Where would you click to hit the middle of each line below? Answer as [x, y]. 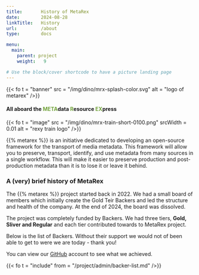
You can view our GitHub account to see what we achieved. [80, 254]
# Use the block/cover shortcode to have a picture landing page [89, 72]
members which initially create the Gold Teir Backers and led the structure [97, 200]
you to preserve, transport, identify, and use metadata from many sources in [100, 153]
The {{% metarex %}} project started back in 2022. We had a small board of [99, 194]
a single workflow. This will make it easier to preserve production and [91, 159]
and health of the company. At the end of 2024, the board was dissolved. [96, 207]
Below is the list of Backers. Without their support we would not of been [94, 236]
